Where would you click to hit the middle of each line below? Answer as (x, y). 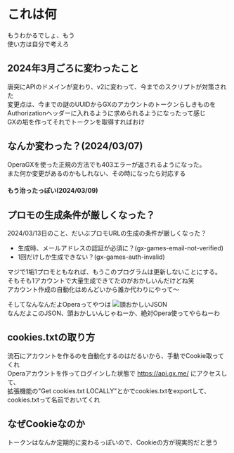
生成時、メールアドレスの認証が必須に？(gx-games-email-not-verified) (120, 248)
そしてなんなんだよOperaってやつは (59, 304)
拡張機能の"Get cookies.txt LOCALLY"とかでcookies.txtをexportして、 (109, 390)
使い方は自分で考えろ (38, 44)
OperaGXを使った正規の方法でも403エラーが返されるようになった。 (106, 164)
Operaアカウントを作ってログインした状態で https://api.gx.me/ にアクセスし (117, 373)
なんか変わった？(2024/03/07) (75, 146)
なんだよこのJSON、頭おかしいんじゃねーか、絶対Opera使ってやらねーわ (113, 313)
